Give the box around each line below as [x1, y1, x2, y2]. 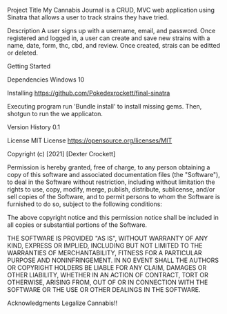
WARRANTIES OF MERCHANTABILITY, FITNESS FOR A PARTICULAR [7, 249, 202, 257]
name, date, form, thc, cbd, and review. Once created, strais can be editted [7, 41, 221, 49]
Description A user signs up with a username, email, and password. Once [7, 27, 216, 35]
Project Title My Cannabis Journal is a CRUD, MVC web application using [7, 6, 215, 14]
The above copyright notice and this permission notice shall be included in [7, 214, 219, 221]
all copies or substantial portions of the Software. [7, 221, 147, 229]
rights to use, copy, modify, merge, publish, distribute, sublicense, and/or [7, 185, 215, 193]
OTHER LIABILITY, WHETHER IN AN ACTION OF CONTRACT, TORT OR [7, 271, 208, 279]
